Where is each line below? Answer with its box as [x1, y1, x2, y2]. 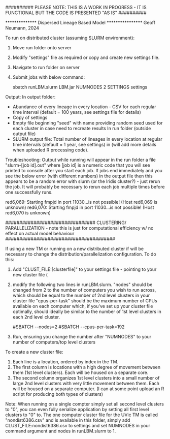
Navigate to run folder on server [12, 65, 80, 70]
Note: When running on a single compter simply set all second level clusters [5, 401, 164, 407]
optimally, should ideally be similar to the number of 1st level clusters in [12, 308, 161, 315]
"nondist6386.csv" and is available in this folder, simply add [5, 417, 130, 423]
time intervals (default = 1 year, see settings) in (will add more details [12, 142, 156, 147]
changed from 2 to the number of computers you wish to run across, [12, 287, 156, 293]
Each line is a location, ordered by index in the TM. [12, 359, 119, 365]
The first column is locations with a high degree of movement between [12, 364, 161, 370]
